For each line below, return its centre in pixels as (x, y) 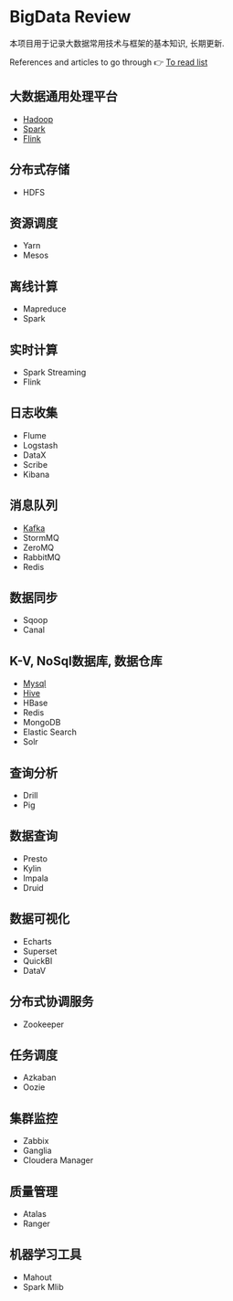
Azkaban (39, 1078)
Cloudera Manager (58, 1160)
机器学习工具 (46, 1255)
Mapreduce (44, 309)
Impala (35, 878)
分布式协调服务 (52, 1002)
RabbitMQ (42, 557)
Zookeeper (43, 1024)
